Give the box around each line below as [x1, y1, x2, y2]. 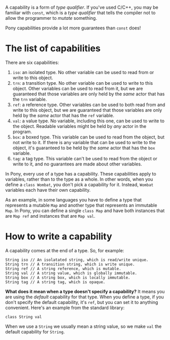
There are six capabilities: [5, 59, 59, 65]
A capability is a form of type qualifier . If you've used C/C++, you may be [5, 5, 158, 10]
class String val [5, 314, 42, 319]
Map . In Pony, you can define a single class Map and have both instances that [5, 208, 165, 214]
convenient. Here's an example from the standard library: [5, 304, 125, 311]
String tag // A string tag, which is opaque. [5, 279, 106, 285]
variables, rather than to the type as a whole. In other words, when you [5, 176, 153, 182]
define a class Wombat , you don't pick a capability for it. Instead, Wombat [5, 181, 154, 187]
